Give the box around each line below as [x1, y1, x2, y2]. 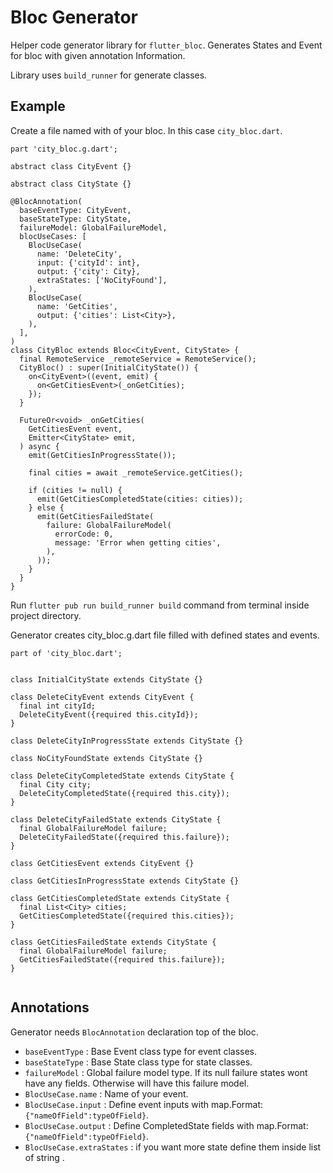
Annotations [10, 999, 90, 1016]
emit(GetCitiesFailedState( [36, 511, 155, 521]
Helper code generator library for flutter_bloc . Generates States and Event [10, 39, 323, 51]
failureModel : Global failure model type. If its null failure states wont [24, 1066, 308, 1078]
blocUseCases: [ [19, 231, 87, 241]
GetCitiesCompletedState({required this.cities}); [19, 911, 235, 921]
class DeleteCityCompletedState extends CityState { [10, 771, 235, 781]
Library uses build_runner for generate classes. [10, 69, 208, 81]
